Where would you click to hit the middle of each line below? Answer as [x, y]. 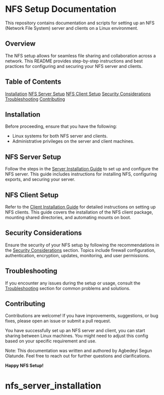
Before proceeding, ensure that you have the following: [61, 126]
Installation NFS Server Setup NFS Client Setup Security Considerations [78, 94]
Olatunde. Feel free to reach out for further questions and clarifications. [78, 356]
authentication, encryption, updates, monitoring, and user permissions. [77, 255]
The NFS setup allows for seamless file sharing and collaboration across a [81, 56]
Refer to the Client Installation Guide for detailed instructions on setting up [81, 207]
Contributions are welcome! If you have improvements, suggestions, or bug [82, 316]
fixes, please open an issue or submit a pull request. [58, 321]
